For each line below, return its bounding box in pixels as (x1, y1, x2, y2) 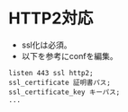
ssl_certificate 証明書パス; (8, 78, 112, 87)
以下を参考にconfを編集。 (21, 50, 118, 61)
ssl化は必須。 (21, 39, 72, 50)
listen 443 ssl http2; (8, 68, 94, 77)
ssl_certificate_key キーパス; (8, 87, 121, 97)
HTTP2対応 (8, 8, 94, 29)
